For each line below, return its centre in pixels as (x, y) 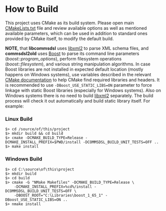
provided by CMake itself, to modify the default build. (60, 39)
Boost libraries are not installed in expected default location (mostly (74, 69)
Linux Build (19, 119)
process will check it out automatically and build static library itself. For (78, 101)
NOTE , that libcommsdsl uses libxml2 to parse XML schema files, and (77, 48)
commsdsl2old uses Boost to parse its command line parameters (72, 53)
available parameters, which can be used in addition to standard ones (76, 33)
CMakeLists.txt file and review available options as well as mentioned (76, 28)
